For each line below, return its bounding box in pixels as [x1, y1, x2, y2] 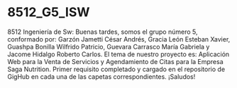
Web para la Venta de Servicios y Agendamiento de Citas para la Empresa [7, 57, 224, 65]
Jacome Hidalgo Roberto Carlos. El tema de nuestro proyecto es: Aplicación [7, 50, 230, 58]
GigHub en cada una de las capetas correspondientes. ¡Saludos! [7, 72, 196, 81]
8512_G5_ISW [7, 4, 90, 20]
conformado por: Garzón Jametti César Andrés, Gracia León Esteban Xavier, [7, 34, 231, 43]
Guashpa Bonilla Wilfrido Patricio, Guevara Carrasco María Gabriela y [7, 42, 210, 51]
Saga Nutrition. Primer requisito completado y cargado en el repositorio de [7, 65, 226, 73]
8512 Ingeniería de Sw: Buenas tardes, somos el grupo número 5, [7, 27, 198, 36]
